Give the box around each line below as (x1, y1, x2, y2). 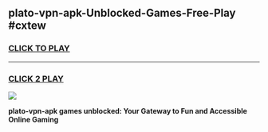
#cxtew (8, 19, 46, 33)
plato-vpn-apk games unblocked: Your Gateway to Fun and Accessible (8, 106, 247, 115)
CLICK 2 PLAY (8, 73, 64, 84)
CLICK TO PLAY (8, 43, 70, 54)
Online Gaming (8, 114, 59, 124)
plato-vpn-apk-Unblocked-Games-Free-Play (8, 6, 236, 20)
